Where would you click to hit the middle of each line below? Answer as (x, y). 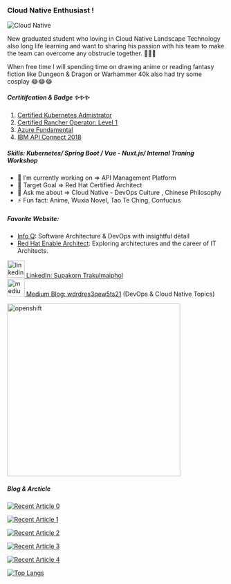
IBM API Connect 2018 (49, 138)
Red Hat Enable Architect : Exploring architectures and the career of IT (117, 243)
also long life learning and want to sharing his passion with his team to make (116, 46)
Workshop (22, 160)
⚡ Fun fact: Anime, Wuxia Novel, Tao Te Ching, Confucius (99, 200)
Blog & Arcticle (29, 489)
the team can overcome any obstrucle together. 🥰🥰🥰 (82, 53)
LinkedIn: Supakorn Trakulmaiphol (74, 276)
